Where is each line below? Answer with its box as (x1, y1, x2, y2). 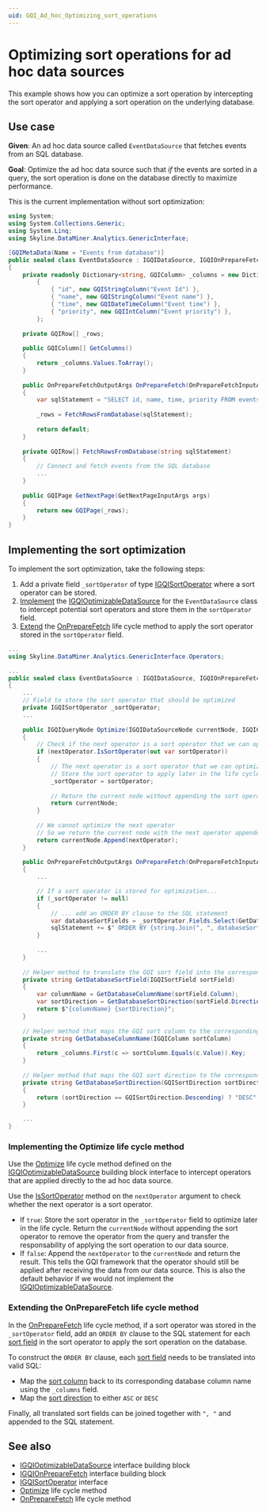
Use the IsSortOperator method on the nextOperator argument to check (8, 1191, 241, 1201)
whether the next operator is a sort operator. (8, 1200, 153, 1209)
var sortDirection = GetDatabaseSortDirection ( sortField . (36, 998, 232, 1006)
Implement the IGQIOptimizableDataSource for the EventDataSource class (19, 596, 258, 606)
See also (8, 1440, 51, 1453)
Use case (8, 120, 55, 133)
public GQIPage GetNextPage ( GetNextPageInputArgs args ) (22, 492, 211, 500)
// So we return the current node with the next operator (36, 828, 232, 836)
